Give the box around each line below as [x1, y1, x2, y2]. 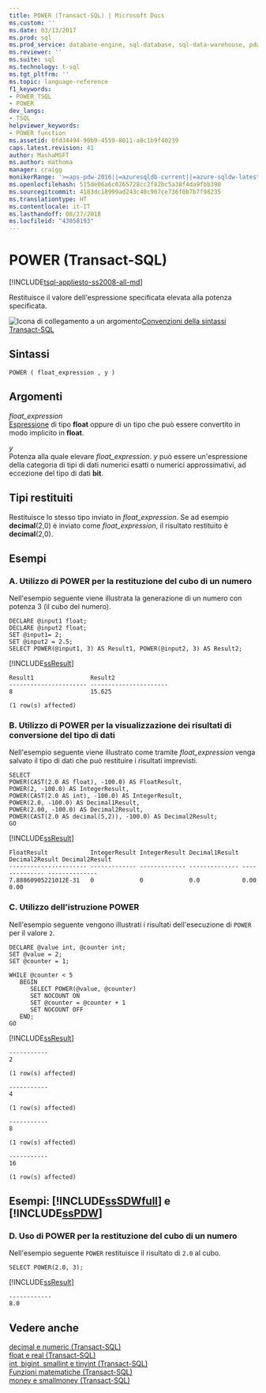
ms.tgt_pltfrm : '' [9, 70, 69, 78]
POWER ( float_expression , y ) [9, 368, 115, 376]
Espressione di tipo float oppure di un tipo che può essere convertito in [9, 420, 241, 429]
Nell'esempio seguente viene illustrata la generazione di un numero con [9, 593, 242, 603]
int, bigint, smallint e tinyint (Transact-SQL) [9, 1359, 148, 1369]
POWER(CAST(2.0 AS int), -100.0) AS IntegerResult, [9, 792, 182, 800]
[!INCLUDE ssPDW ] [9, 1207, 103, 1221]
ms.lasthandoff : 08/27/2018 [9, 210, 102, 218]
